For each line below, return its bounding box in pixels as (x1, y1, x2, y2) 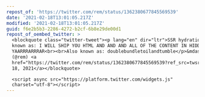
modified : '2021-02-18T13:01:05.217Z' (6, 20, 105, 26)
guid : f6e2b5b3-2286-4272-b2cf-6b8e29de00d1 (6, 25, 121, 32)
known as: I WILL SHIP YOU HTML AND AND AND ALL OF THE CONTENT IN (12, 43, 187, 49)
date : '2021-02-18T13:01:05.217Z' (6, 15, 95, 21)
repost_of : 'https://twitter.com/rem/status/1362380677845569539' (6, 8, 179, 15)
